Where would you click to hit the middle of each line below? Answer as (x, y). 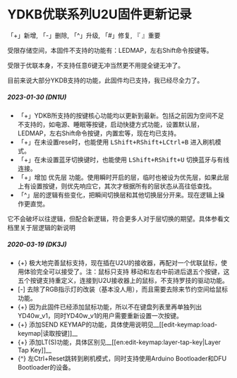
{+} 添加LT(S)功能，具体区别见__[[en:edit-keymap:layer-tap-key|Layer (119, 342)
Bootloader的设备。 (46, 367)
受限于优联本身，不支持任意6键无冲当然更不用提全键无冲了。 (96, 65)
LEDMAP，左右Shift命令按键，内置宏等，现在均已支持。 (99, 133)
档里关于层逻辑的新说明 (41, 227)
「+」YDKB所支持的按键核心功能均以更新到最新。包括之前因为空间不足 (121, 115)
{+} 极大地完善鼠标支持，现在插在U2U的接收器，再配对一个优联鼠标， (119, 262)
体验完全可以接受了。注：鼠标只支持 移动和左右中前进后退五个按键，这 (127, 272)
